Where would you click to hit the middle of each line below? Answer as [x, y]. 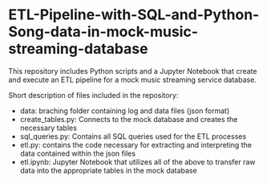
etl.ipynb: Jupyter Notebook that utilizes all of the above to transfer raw [138, 161]
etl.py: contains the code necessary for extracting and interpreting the [136, 144]
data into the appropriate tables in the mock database [109, 170]
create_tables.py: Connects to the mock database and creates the [129, 119]
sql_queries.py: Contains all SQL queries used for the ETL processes [133, 136]
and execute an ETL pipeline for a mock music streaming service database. [132, 79]
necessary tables [49, 128]
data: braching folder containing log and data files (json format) [125, 111]
